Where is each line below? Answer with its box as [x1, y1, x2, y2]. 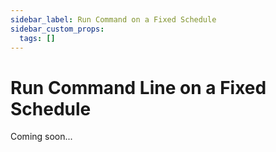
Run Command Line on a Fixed [10, 76, 267, 99]
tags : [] [19, 33, 56, 43]
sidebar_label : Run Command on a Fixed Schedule [10, 14, 217, 25]
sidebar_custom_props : [10, 24, 105, 34]
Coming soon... [10, 131, 73, 143]
